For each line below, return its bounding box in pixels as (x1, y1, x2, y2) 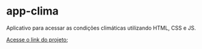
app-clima (6, 4, 59, 18)
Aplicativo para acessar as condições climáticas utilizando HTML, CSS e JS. (6, 24, 197, 31)
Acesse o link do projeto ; (6, 36, 68, 43)
